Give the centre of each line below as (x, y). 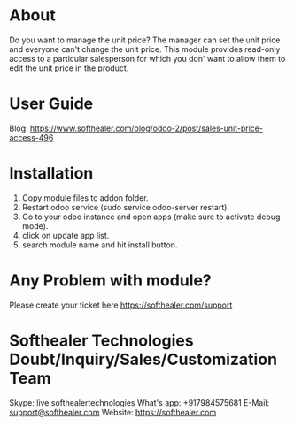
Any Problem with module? (110, 280)
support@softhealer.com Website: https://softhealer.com (113, 412)
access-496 (31, 137)
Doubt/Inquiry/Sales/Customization (143, 359)
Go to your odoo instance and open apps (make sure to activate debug (151, 217)
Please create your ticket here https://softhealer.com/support (121, 305)
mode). (35, 225)
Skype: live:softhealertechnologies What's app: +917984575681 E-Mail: (139, 402)
